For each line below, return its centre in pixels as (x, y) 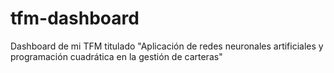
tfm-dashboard (75, 18)
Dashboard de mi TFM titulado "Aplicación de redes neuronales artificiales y (167, 46)
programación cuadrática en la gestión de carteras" (116, 56)
